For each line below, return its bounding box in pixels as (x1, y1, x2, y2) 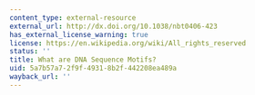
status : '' (9, 47, 51, 56)
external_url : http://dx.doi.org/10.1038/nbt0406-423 (9, 22, 219, 31)
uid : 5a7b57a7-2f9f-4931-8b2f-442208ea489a (9, 64, 178, 73)
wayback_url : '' (9, 72, 71, 81)
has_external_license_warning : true (9, 30, 148, 39)
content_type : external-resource (9, 13, 137, 23)
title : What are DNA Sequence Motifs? (9, 55, 157, 64)
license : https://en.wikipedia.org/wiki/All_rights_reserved (9, 38, 247, 48)
